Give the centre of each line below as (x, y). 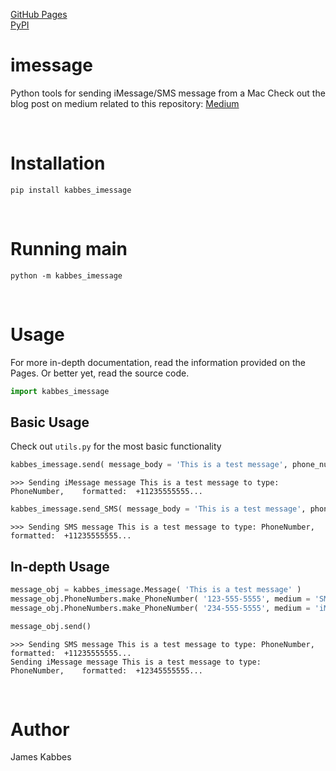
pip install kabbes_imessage (71, 190)
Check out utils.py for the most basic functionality (116, 446)
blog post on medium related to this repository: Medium (125, 103)
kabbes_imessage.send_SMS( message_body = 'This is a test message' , (158, 509)
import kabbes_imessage (60, 391)
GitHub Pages (39, 14)
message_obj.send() (51, 626)
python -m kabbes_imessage (66, 275)
